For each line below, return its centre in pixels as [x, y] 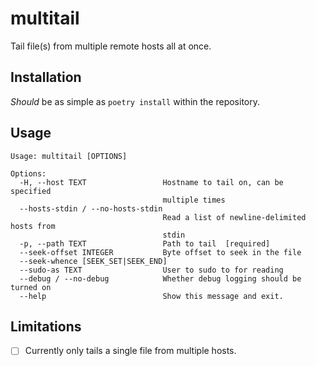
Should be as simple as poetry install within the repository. [135, 101]
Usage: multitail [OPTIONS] [69, 156]
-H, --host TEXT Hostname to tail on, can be [151, 182]
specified [31, 191]
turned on [31, 287]
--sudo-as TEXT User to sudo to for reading [151, 270]
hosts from [33, 226]
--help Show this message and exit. [151, 296]
